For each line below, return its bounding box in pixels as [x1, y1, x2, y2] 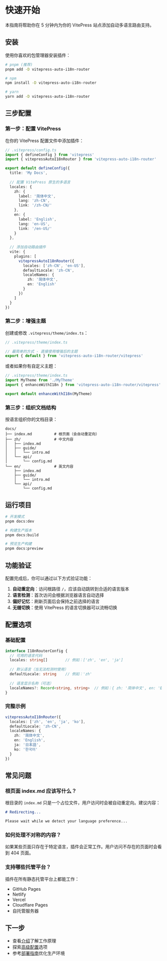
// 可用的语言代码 [9, 653, 43, 658]
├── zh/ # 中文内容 [5, 437, 74, 442]
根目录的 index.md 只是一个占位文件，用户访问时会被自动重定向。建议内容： [5, 800, 161, 806]
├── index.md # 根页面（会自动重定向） [5, 432, 99, 437]
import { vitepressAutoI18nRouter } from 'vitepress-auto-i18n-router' [5, 157, 157, 162]
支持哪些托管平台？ [5, 864, 51, 871]
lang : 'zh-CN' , [18, 198, 50, 203]
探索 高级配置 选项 [12, 944, 48, 950]
